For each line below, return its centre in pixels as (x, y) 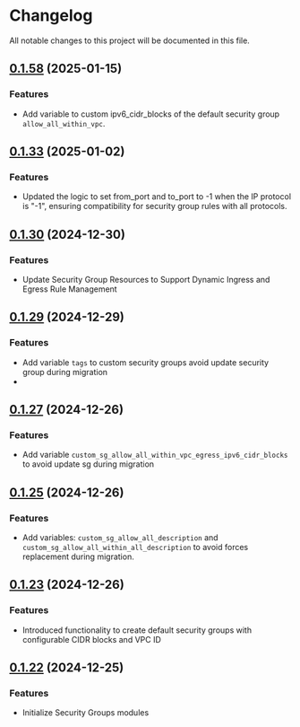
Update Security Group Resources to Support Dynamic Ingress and (146, 280)
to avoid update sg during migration (88, 464)
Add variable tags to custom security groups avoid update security (146, 362)
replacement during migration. (78, 556)
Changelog (51, 16)
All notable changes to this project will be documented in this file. (130, 40)
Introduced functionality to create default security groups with (137, 630)
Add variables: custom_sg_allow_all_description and (120, 538)
